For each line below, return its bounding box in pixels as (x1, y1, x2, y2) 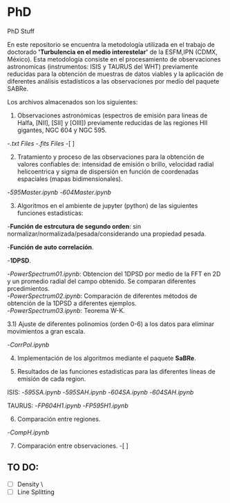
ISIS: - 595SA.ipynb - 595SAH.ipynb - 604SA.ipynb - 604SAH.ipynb (7, 388, 194, 396)
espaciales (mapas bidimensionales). (17, 174, 123, 183)
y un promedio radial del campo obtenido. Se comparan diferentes (7, 277, 196, 285)
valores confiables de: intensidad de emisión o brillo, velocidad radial (17, 160, 214, 168)
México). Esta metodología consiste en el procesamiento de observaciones (7, 55, 221, 63)
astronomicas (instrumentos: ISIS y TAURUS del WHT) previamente (7, 62, 198, 70)
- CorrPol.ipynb (7, 340, 50, 349)
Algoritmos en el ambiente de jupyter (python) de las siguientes (17, 201, 198, 209)
